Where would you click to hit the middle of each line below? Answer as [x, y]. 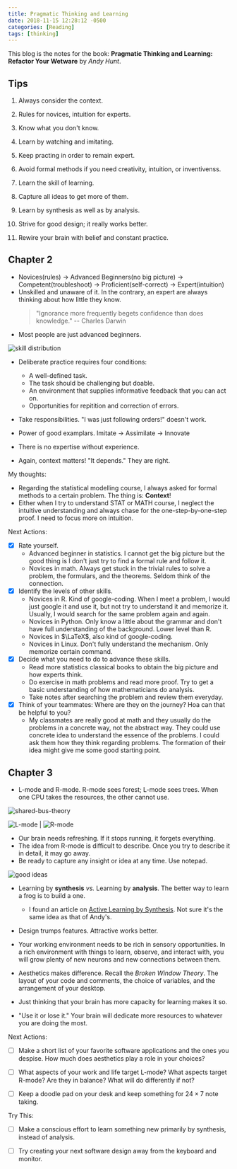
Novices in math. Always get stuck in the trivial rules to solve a [120, 568]
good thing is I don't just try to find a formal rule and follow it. [117, 560]
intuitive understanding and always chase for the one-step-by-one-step [123, 510]
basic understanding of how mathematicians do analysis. [111, 690]
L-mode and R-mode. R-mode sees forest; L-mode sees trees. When [118, 789]
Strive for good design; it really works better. [83, 224]
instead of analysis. [46, 1137]
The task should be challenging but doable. [92, 383]
